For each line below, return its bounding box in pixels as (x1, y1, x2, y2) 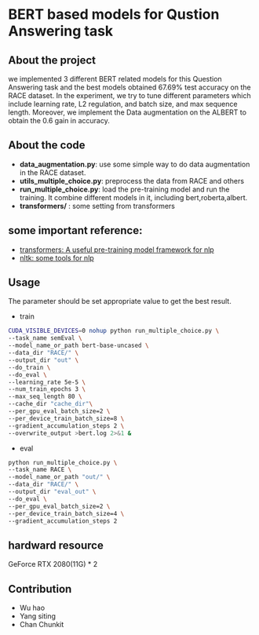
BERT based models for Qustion (8, 5, 220, 24)
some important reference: (8, 224, 143, 237)
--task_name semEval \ (8, 334, 82, 342)
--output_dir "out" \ (8, 356, 79, 364)
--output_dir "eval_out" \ (8, 488, 97, 496)
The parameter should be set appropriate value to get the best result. (8, 297, 232, 306)
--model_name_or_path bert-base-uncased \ (8, 341, 149, 350)
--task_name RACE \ (8, 465, 72, 474)
